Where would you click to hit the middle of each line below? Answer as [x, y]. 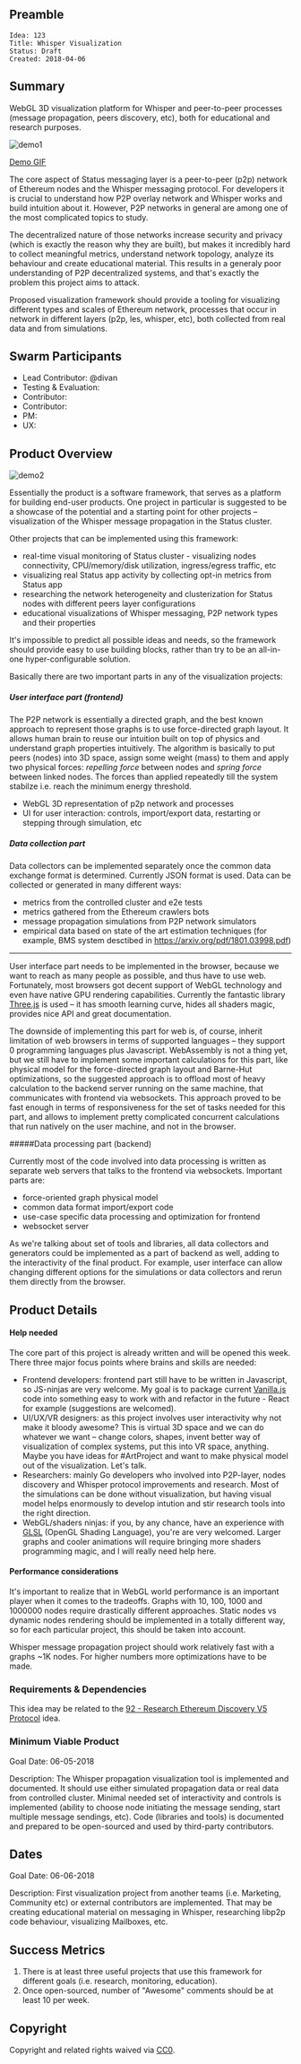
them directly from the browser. [68, 1282]
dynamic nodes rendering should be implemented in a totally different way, [147, 1620]
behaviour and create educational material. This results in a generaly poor [146, 263]
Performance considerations [64, 1572]
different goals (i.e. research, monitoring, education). [120, 1982]
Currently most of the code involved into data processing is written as [138, 1161]
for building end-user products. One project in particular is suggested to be [148, 502]
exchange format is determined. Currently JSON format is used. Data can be [150, 876]
